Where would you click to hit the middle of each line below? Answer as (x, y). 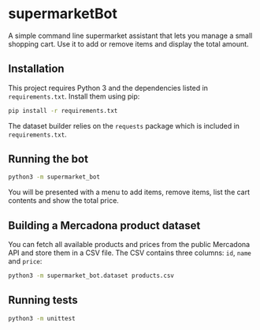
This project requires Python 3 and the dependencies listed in (108, 88)
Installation (36, 69)
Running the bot (48, 159)
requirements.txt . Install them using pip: (74, 96)
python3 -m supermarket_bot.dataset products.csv (91, 276)
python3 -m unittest (42, 318)
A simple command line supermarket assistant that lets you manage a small (130, 36)
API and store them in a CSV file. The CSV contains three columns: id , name (130, 253)
